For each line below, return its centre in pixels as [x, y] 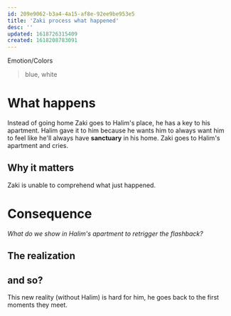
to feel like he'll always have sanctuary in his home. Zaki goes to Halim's [114, 138]
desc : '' [20, 27]
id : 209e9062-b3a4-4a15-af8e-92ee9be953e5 [71, 14]
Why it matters [41, 168]
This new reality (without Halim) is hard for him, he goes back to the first [113, 297]
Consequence [50, 214]
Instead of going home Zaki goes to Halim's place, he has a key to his [109, 123]
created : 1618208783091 [43, 41]
